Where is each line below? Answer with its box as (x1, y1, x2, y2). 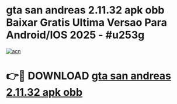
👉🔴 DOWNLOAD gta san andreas (6, 70, 171, 82)
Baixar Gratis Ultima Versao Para (6, 16, 168, 29)
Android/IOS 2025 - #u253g (6, 29, 145, 41)
